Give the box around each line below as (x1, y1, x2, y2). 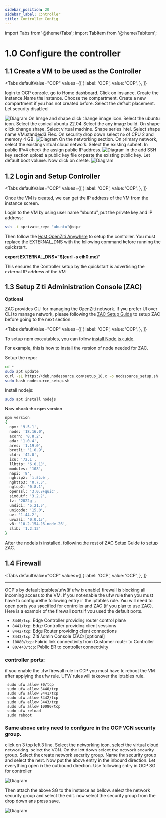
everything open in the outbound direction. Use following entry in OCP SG (5, 763, 156, 769)
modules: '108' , (9, 466, 43, 471)
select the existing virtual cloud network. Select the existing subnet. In (5, 142, 148, 148)
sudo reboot (7, 713, 32, 718)
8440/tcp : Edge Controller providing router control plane (12, 617, 126, 623)
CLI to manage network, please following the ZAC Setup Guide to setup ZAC (5, 311, 161, 317)
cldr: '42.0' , (9, 452, 39, 457)
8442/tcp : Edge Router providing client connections (12, 628, 117, 634)
